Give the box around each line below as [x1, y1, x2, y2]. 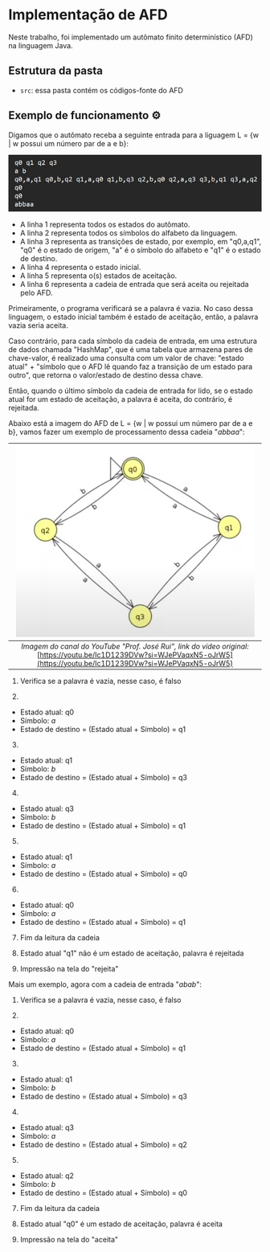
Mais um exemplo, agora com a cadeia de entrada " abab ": [8, 980, 202, 989]
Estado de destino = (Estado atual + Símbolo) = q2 [19, 1139, 187, 1150]
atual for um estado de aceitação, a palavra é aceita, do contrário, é [8, 394, 233, 403]
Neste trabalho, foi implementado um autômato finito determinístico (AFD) [8, 32, 253, 42]
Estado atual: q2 [19, 1171, 75, 1180]
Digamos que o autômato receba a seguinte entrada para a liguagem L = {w [8, 130, 260, 140]
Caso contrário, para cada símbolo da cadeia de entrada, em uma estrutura [8, 336, 257, 346]
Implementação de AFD [8, 6, 168, 24]
